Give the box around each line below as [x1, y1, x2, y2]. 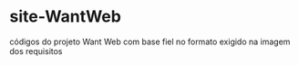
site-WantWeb [9, 6, 121, 27]
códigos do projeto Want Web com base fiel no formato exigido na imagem [9, 36, 291, 47]
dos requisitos [9, 45, 63, 56]
